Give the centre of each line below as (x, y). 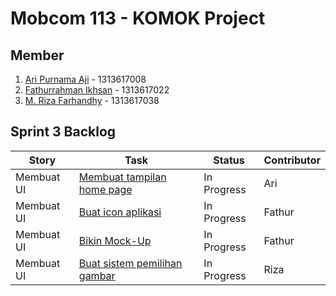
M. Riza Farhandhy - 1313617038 (92, 100)
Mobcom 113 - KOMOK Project (138, 18)
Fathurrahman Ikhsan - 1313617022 (97, 90)
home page (105, 189)
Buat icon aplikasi (120, 212)
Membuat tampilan (122, 177)
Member (37, 55)
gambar (97, 275)
